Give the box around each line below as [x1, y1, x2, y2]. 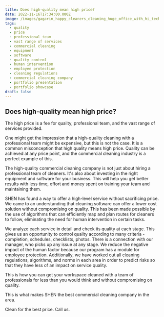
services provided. [5, 125, 43, 131]
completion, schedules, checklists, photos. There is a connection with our [5, 236, 153, 243]
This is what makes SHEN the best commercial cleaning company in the [5, 292, 150, 298]
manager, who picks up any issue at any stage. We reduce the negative [5, 242, 149, 247]
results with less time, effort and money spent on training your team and [5, 181, 150, 187]
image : [5, 16, 19, 21]
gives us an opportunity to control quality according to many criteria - [5, 231, 145, 237]
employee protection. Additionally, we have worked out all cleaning [5, 252, 140, 258]
